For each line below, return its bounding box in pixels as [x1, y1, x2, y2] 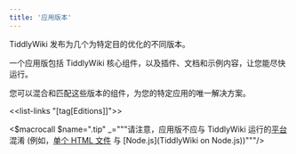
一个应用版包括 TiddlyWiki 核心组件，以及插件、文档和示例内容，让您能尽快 [9, 57, 286, 68]
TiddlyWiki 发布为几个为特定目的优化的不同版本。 [9, 38, 191, 49]
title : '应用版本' [9, 12, 73, 22]
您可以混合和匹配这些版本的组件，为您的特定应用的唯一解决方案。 [9, 87, 251, 98]
